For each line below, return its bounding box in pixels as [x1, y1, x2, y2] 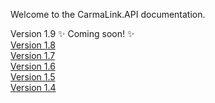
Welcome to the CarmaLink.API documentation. [10, 9, 206, 20]
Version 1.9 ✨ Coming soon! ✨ [10, 28, 135, 39]
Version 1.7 [10, 50, 56, 61]
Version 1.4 [10, 82, 57, 93]
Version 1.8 [10, 39, 56, 51]
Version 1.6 [10, 60, 56, 72]
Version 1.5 [10, 71, 56, 83]
